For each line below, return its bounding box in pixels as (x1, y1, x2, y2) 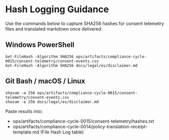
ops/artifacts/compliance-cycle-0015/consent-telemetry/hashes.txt (12, 118, 154, 124)
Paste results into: (5, 108, 43, 114)
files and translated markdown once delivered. (5, 25, 103, 32)
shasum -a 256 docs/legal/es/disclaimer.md (5, 99, 99, 104)
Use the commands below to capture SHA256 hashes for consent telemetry (5, 20, 164, 26)
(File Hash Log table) (40, 129, 84, 135)
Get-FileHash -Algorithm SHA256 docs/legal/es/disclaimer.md (5, 63, 138, 68)
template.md (12, 129, 39, 135)
